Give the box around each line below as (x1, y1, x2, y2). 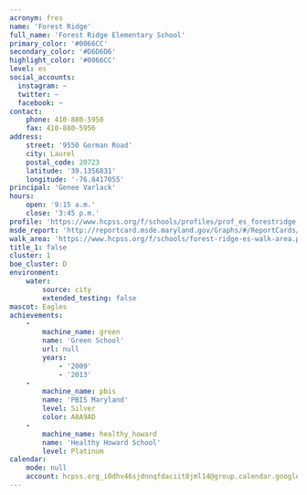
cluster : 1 (9, 251, 51, 260)
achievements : (9, 311, 64, 320)
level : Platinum (42, 447, 104, 456)
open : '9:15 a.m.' (26, 200, 96, 210)
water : (26, 277, 51, 286)
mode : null (26, 463, 68, 473)
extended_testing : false (42, 293, 137, 302)
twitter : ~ (17, 90, 59, 99)
